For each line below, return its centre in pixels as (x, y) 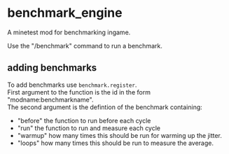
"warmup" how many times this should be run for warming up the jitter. (120, 135)
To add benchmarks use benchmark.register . (72, 85)
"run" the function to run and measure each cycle (89, 128)
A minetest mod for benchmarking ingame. (69, 32)
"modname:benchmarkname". (50, 99)
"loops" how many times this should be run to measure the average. (115, 143)
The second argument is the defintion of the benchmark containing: (105, 107)
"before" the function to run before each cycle (84, 120)
